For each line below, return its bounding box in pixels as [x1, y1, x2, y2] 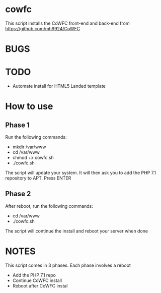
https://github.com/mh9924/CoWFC [5, 25, 80, 31]
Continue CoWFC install [12, 277, 62, 283]
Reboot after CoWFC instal [12, 282, 68, 288]
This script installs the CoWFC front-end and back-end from [5, 20, 130, 26]
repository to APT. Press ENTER [5, 175, 71, 181]
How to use [5, 101, 53, 112]
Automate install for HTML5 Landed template [12, 83, 106, 89]
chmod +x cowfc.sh [12, 155, 54, 161]
